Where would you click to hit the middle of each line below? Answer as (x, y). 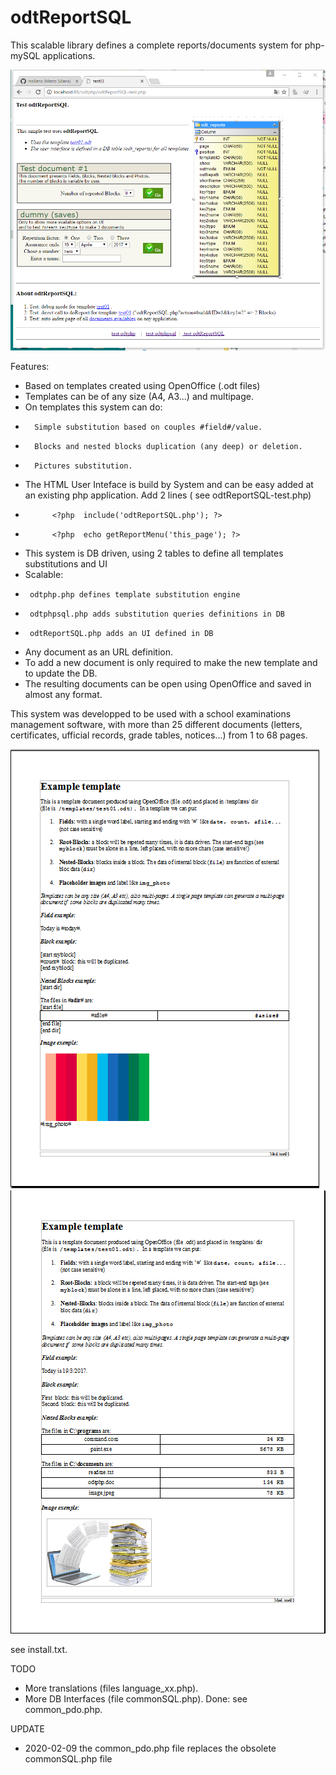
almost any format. (63, 695)
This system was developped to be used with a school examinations (151, 714)
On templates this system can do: (93, 407)
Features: (30, 367)
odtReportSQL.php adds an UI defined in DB (121, 634)
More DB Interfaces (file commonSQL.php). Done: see (136, 1699)
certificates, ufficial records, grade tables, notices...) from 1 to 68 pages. (159, 735)
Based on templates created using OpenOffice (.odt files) (142, 386)
